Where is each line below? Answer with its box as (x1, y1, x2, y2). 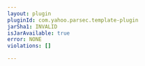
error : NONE (7, 36, 42, 43)
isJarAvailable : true (7, 29, 70, 37)
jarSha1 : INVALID (7, 23, 58, 30)
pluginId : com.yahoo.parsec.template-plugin (7, 17, 139, 24)
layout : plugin (7, 10, 52, 17)
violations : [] (7, 42, 52, 49)
